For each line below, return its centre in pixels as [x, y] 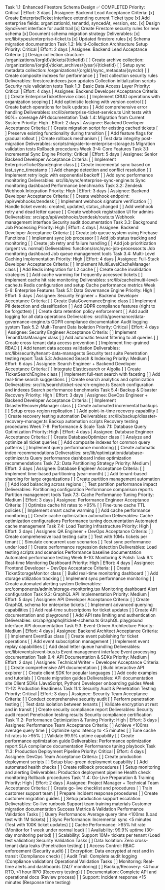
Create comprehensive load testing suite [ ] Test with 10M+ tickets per [76, 536]
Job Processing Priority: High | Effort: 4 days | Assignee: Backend [72, 227]
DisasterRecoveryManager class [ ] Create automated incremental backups [82, 406]
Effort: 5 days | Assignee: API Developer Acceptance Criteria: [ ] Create [77, 599]
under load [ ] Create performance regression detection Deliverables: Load [81, 547]
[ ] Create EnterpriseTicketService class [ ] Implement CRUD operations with [82, 96]
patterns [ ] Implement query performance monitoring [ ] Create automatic [80, 447]
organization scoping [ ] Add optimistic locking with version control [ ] [76, 102]
